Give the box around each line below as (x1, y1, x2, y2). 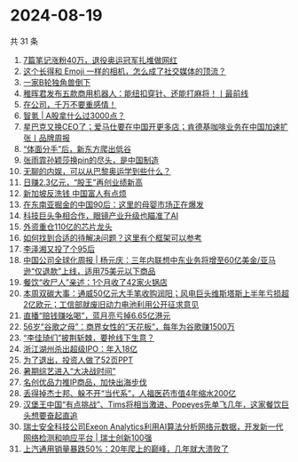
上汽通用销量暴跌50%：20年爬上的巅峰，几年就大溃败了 (22, 443, 230, 454)
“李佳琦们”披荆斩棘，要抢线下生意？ (22, 332, 155, 343)
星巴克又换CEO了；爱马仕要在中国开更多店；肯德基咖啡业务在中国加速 (22, 121, 281, 131)
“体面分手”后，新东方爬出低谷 (22, 143, 132, 154)
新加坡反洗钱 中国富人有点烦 (22, 187, 127, 198)
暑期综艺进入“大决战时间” (22, 365, 116, 376)
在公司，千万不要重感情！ (22, 99, 117, 109)
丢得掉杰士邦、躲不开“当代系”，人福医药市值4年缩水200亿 (22, 387, 237, 398)
